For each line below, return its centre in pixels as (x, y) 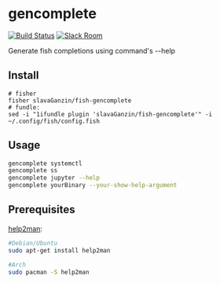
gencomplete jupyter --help (54, 178)
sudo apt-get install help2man (59, 250)
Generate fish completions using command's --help (92, 50)
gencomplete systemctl (45, 163)
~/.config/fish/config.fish (54, 121)
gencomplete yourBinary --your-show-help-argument (93, 186)
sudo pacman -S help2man (49, 272)
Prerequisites (42, 210)
